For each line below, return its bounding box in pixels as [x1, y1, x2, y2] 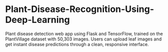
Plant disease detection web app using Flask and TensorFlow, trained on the [5, 30, 163, 36]
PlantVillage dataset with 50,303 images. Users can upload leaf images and [5, 36, 162, 42]
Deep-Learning [5, 14, 70, 25]
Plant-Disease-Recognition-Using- [5, 3, 154, 15]
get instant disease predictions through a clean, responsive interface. [5, 41, 149, 47]
